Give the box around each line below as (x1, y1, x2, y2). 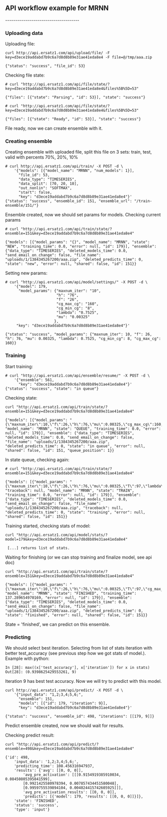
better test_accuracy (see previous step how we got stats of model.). (5, 651, 146, 656)
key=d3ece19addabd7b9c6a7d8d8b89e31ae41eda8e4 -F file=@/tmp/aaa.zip (5, 55, 153, 60)
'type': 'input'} (14, 807, 50, 812)
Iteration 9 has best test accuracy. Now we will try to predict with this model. (5, 678, 162, 684)
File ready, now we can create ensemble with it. (5, 125, 103, 131)
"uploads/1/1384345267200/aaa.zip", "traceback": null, (5, 505, 123, 510)
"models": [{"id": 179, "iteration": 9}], (18, 701, 108, 706)
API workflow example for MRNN (5, 4, 109, 12)
